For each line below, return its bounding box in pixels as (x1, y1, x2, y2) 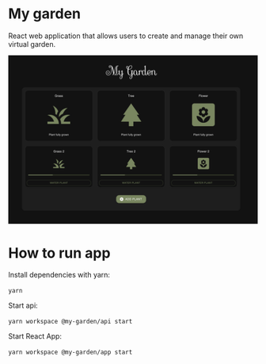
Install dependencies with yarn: (8, 270, 111, 280)
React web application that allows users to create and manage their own (8, 31, 244, 40)
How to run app (8, 243, 111, 262)
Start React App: (8, 331, 62, 341)
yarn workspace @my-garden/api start (8, 318, 133, 326)
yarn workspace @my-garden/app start (8, 348, 133, 357)
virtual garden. (8, 39, 56, 48)
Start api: (8, 301, 38, 310)
